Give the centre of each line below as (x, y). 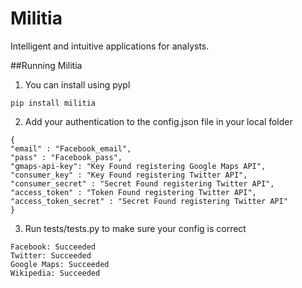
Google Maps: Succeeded (60, 264)
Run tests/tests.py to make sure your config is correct (135, 228)
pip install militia (53, 103)
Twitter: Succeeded (51, 255)
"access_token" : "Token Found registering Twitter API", (133, 192)
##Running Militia (46, 65)
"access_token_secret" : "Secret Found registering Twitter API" (149, 201)
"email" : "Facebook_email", (71, 148)
